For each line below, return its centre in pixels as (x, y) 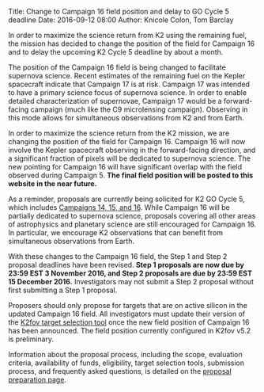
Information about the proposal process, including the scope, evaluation (125, 354)
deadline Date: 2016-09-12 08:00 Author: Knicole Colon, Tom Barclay (121, 20)
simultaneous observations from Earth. (71, 241)
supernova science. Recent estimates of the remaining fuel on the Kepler (127, 76)
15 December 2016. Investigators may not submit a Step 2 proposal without (131, 282)
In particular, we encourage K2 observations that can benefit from (116, 232)
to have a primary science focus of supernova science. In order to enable (128, 93)
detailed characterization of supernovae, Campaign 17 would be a (115, 101)
